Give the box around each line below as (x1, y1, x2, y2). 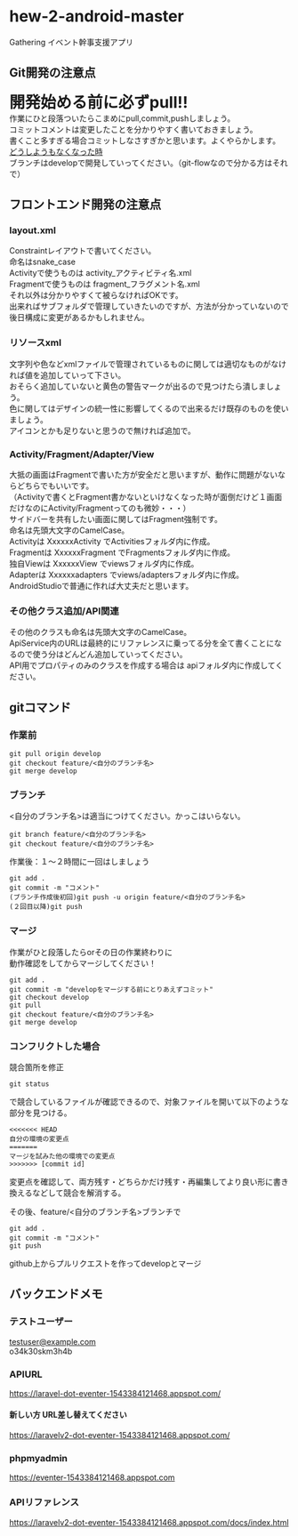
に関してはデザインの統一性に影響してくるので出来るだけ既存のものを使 (16, 403, 282, 414)
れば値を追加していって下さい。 (9, 369, 126, 380)
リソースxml (9, 336, 62, 349)
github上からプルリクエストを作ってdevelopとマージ (9, 1258, 202, 1268)
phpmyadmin (9, 1452, 68, 1465)
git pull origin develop (9, 750, 101, 759)
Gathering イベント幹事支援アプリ (9, 36, 133, 47)
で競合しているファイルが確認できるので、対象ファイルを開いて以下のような (9, 1096, 289, 1106)
